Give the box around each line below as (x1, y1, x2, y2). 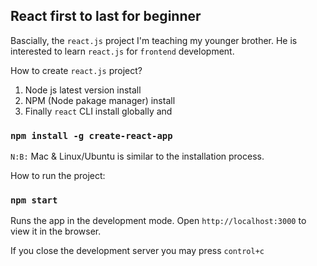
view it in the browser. (10, 225, 102, 238)
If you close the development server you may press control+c (10, 245, 265, 257)
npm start (10, 195, 58, 206)
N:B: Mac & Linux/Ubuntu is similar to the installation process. (10, 150, 265, 163)
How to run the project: (10, 170, 106, 182)
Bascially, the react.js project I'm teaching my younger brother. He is (10, 34, 298, 46)
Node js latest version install (24, 84, 142, 96)
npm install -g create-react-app (10, 130, 173, 141)
